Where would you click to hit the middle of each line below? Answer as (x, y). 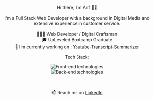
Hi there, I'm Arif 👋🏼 (77, 8)
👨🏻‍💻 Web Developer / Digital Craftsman (77, 34)
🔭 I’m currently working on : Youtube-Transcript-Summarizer (77, 47)
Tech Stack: (77, 57)
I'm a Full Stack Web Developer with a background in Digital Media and (77, 18)
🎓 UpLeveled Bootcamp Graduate (77, 39)
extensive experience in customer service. (77, 23)
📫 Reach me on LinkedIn (77, 92)
